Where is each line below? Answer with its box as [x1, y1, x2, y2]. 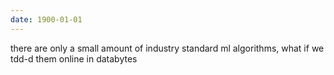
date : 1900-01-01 [10, 14, 83, 25]
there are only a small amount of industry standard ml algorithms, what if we [10, 42, 325, 54]
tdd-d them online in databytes [10, 52, 138, 65]
